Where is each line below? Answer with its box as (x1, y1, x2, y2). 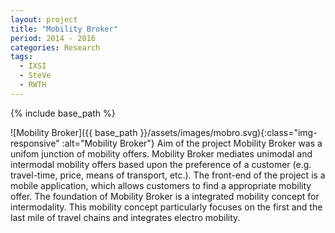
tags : (10, 52, 33, 62)
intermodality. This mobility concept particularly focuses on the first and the (10, 201, 323, 213)
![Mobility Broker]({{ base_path (10, 126, 138, 138)
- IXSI (19, 61, 47, 71)
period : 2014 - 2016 (10, 33, 97, 43)
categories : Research (10, 42, 101, 53)
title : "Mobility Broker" (10, 24, 118, 34)
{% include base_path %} (10, 107, 116, 119)
